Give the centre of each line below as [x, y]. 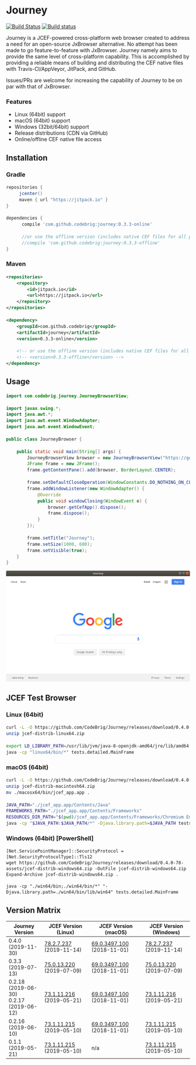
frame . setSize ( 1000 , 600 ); [60, 544]
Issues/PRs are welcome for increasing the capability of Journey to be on [94, 80]
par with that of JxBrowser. [38, 86]
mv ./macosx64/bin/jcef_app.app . [48, 792]
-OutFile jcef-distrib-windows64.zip [141, 869]
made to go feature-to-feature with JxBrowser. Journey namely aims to [92, 50]
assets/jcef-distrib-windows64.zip [49, 869]
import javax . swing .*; [34, 408]
